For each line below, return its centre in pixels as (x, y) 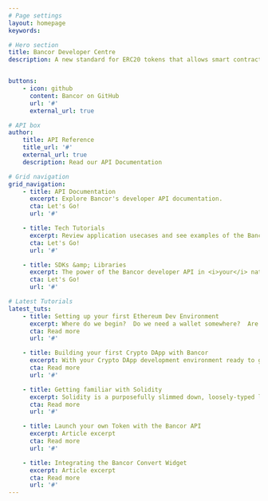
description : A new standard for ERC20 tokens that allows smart (119, 60)
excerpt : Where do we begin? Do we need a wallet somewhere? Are (144, 324)
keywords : (25, 30)
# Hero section (33, 45)
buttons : (23, 81)
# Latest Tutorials (41, 302)
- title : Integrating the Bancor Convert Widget (105, 463)
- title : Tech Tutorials (64, 228)
